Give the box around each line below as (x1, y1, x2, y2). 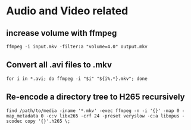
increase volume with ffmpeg (6, 28, 117, 38)
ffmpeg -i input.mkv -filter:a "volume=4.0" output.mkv (6, 44, 148, 49)
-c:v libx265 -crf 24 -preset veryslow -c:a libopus (46, 113, 180, 119)
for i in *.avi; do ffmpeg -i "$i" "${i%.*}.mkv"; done (6, 76, 148, 82)
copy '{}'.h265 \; (24, 118, 70, 124)
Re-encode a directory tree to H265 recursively (6, 92, 186, 102)
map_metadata (6, 113, 39, 119)
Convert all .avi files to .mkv (6, 60, 112, 70)
